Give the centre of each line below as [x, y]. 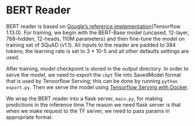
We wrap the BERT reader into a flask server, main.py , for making [84, 98]
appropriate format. [30, 117]
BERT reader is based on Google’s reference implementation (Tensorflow [93, 26]
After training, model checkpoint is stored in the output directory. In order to [97, 68]
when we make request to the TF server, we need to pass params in [88, 111]
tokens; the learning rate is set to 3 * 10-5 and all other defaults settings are [97, 51]
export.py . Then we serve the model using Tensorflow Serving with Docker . [97, 87]
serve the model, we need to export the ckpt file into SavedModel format [94, 75]
